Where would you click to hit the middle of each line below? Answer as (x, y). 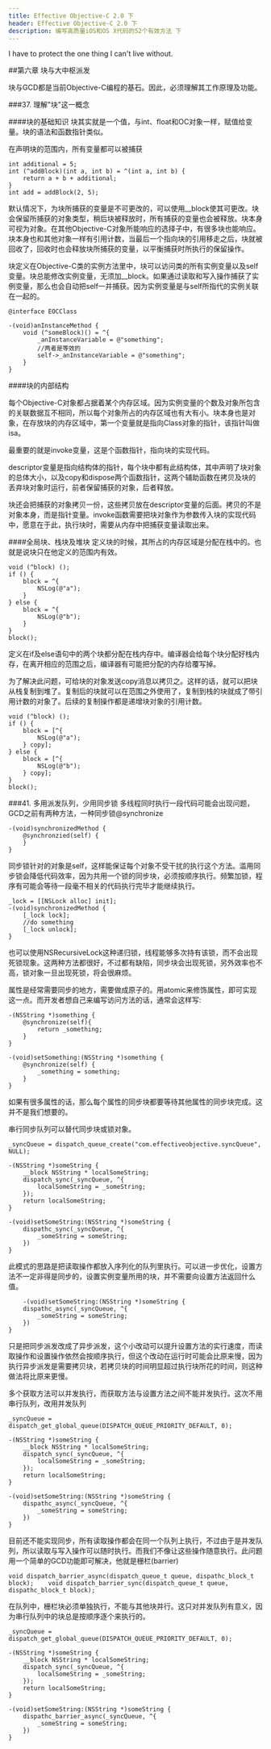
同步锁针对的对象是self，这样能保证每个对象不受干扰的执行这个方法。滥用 (131, 866)
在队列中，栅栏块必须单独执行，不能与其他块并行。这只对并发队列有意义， (132, 1606)
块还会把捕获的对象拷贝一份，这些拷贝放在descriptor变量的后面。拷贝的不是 (135, 504)
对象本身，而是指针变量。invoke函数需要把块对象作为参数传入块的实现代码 (132, 515)
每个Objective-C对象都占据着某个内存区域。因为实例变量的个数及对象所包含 (134, 403)
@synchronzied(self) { (61, 836)
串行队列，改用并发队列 (47, 1404)
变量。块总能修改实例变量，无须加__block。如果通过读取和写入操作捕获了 (130, 276)
